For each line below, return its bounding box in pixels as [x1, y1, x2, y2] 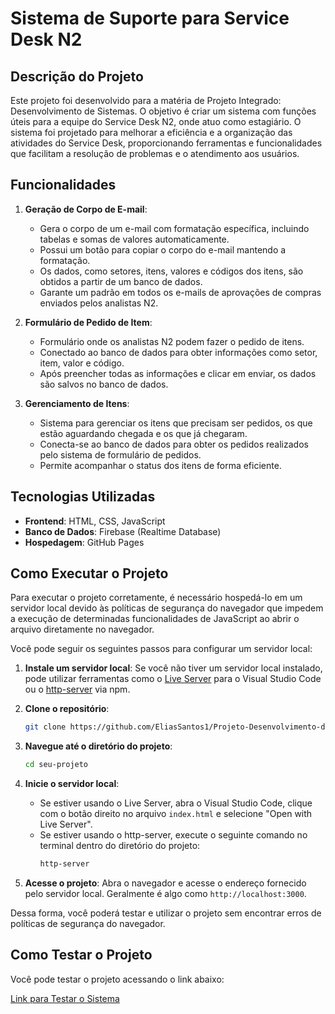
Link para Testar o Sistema [10, 992, 120, 1004]
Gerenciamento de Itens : [24, 397, 130, 409]
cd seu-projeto [24, 760, 89, 770]
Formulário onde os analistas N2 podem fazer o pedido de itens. [39, 335, 305, 347]
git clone [24, 722, 67, 732]
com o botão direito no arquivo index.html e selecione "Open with [39, 808, 313, 820]
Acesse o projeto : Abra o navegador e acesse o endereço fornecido [24, 877, 307, 889]
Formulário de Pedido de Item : [24, 316, 153, 328]
